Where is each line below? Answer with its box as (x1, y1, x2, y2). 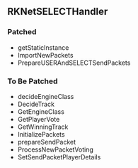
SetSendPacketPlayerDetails (17, 152, 101, 161)
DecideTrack (17, 100, 55, 108)
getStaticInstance (17, 43, 69, 52)
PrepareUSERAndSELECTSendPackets (17, 58, 131, 67)
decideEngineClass (17, 92, 74, 100)
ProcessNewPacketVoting (17, 145, 93, 154)
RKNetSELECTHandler (7, 6, 108, 18)
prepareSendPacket (17, 137, 76, 146)
